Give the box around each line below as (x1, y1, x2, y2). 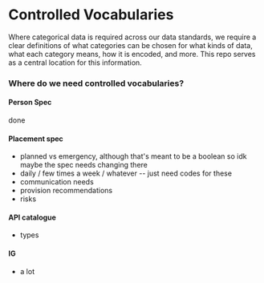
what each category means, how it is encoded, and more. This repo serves (8, 49, 256, 59)
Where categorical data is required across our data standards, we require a (8, 32, 257, 42)
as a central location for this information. (8, 58, 142, 67)
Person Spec (8, 98, 52, 107)
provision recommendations (19, 186, 113, 196)
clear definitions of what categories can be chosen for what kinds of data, (8, 40, 253, 50)
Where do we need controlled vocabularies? (8, 78, 185, 89)
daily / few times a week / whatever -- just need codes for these (19, 168, 233, 178)
